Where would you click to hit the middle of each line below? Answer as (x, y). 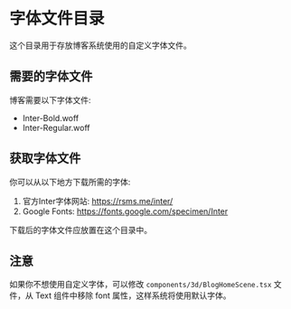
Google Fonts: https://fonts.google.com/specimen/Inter (125, 211)
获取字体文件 (45, 159)
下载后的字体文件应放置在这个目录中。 (80, 229)
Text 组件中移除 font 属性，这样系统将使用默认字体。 (133, 295)
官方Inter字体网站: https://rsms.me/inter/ (98, 201)
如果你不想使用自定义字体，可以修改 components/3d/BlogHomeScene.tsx (141, 285)
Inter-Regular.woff (56, 127)
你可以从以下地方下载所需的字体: (70, 182)
